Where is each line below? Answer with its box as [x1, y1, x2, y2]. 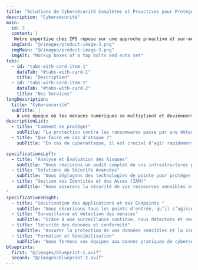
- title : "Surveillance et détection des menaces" [11, 211, 138, 217]
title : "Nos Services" [16, 91, 72, 97]
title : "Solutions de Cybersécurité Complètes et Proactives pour [6, 8, 173, 15]
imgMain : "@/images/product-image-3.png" [11, 47, 115, 53]
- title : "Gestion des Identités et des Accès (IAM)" [11, 178, 146, 185]
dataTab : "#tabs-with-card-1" [16, 69, 91, 75]
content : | [11, 31, 38, 37]
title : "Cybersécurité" [11, 101, 70, 108]
